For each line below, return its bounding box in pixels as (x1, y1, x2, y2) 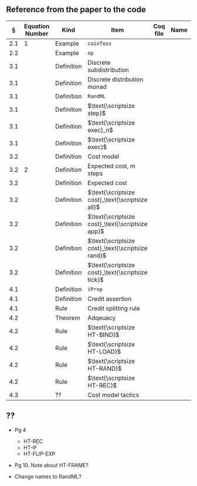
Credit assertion (87, 295, 132, 303)
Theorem (55, 313, 80, 322)
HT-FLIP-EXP (23, 450, 56, 457)
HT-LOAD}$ (87, 347, 121, 356)
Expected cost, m (87, 161, 136, 170)
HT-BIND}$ (87, 330, 120, 339)
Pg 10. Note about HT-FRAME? (14, 461, 89, 468)
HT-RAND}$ (87, 364, 122, 372)
